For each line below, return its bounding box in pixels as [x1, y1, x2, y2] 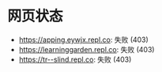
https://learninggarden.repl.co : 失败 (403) [18, 44, 155, 54]
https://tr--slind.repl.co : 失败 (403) [18, 55, 132, 64]
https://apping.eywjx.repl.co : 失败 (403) [18, 35, 149, 44]
